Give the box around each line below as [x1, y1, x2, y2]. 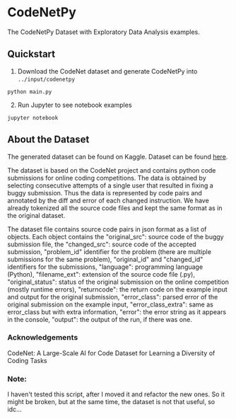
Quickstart [7, 48, 56, 60]
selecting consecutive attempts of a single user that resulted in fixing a [7, 181, 213, 190]
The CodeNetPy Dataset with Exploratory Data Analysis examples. [7, 28, 200, 36]
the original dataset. [7, 211, 66, 219]
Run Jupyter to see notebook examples [17, 101, 132, 109]
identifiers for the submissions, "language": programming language [7, 263, 203, 271]
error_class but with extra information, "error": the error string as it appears [7, 307, 227, 316]
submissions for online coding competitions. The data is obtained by [7, 173, 206, 182]
